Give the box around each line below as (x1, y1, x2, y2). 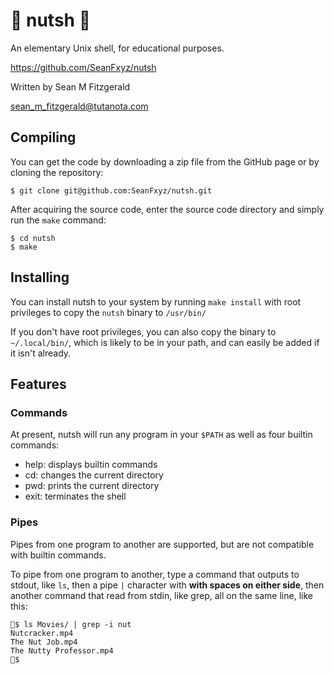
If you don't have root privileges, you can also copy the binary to (10, 325, 277, 338)
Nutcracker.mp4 (10, 628, 74, 638)
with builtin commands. (10, 549, 107, 561)
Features (10, 375, 67, 393)
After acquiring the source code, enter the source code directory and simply (10, 203, 325, 215)
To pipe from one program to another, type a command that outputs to (10, 568, 300, 580)
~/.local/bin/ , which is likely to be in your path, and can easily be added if (10, 336, 320, 348)
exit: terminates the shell (24, 490, 127, 503)
